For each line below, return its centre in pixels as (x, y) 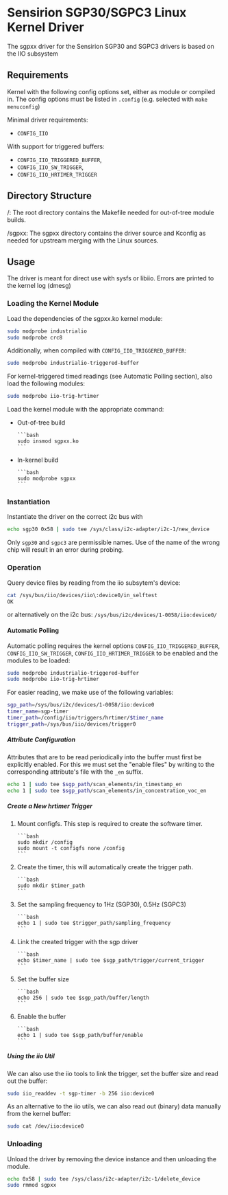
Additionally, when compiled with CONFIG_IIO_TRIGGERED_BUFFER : (97, 350)
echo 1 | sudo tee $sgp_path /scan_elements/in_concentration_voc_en (107, 791)
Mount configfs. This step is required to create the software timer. (110, 823)
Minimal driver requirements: (48, 120)
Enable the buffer (41, 1016)
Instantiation (29, 502)
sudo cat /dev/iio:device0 (46, 1126)
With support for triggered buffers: (56, 146)
